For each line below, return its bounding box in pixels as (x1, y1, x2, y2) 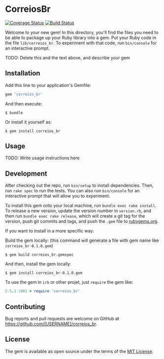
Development (5, 169, 48, 178)
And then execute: (5, 100, 42, 107)
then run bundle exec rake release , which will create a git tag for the (5, 213, 145, 219)
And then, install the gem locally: (5, 261, 71, 267)
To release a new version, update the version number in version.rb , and (5, 208, 152, 214)
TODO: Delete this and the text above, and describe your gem (5, 54, 131, 60)
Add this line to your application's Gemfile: (5, 82, 91, 88)
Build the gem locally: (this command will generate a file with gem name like (5, 237, 159, 243)
